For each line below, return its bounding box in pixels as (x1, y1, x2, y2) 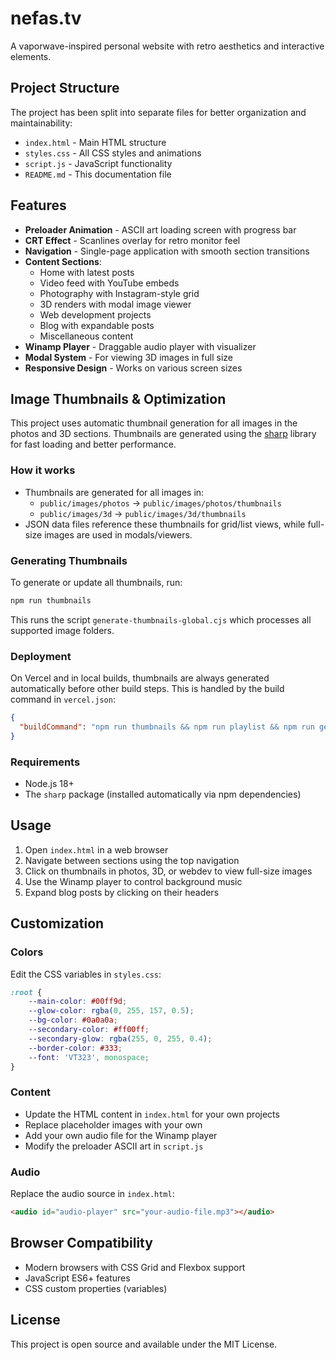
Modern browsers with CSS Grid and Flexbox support (24, 1261, 246, 1273)
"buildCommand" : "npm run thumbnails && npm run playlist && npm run (19, 722, 315, 732)
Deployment (10, 649, 72, 663)
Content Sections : (24, 255, 102, 267)
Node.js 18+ (24, 778, 75, 790)
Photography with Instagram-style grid (39, 287, 200, 299)
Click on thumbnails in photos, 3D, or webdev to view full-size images (24, 865, 313, 877)
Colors (10, 945, 44, 959)
